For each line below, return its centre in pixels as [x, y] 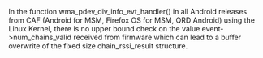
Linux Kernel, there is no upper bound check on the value [104, 29]
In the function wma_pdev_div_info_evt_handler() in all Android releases [128, 12]
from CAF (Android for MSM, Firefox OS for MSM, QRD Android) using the [132, 20]
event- [213, 29]
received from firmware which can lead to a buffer [157, 37]
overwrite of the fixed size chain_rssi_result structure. [98, 46]
